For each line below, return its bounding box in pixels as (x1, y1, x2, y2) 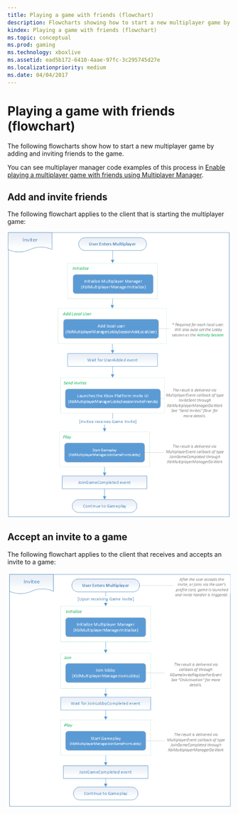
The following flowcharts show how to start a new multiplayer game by (7, 141, 215, 150)
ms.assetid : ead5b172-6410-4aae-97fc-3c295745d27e (7, 57, 161, 64)
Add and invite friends (7, 191, 108, 203)
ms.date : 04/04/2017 (7, 71, 69, 78)
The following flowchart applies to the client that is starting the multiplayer (7, 210, 225, 218)
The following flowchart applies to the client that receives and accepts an (7, 550, 222, 558)
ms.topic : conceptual (7, 34, 72, 41)
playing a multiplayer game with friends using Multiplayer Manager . (7, 171, 204, 179)
